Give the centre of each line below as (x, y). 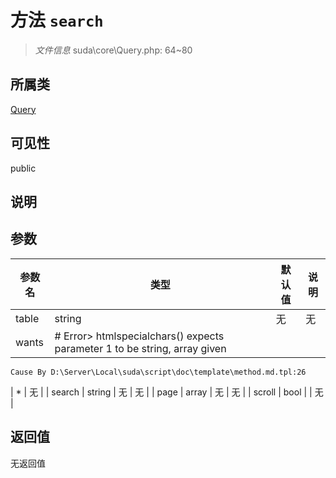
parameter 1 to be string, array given (140, 348)
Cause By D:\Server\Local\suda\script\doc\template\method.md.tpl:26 (158, 372)
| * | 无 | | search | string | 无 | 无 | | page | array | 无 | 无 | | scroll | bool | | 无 (167, 392)
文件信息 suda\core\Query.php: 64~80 (113, 50)
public (23, 168)
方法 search (57, 20)
